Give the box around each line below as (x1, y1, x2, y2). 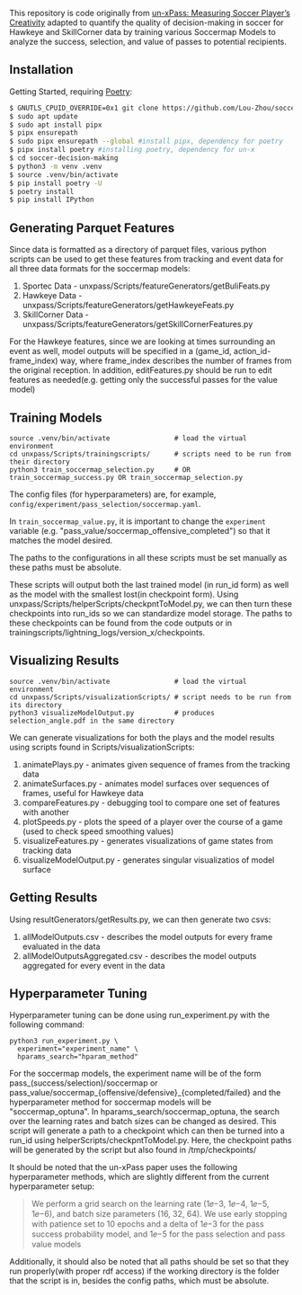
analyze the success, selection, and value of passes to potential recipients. (9, 36, 288, 47)
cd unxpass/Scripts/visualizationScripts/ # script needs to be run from (9, 692, 292, 702)
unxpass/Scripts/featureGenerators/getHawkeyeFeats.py (22, 300, 235, 311)
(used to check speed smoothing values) (22, 826, 174, 837)
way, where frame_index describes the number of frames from (59, 355, 292, 367)
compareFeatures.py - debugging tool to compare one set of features (22, 797, 280, 808)
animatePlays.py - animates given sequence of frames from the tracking (22, 758, 290, 769)
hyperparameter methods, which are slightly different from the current (9, 1172, 270, 1183)
